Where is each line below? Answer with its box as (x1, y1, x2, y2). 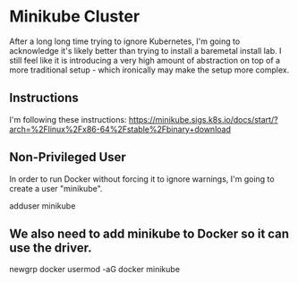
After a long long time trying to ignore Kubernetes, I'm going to (9, 36, 241, 47)
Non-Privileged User (9, 150, 127, 165)
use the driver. (9, 240, 92, 255)
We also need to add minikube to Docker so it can (9, 226, 289, 241)
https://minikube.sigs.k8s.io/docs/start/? (128, 114, 279, 124)
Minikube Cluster (9, 6, 140, 27)
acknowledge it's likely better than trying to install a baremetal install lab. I (9, 45, 282, 56)
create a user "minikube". (9, 183, 103, 193)
